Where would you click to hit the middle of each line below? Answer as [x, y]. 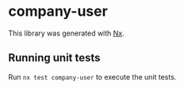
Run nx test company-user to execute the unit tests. [92, 76]
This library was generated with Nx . [66, 33]
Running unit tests [54, 58]
